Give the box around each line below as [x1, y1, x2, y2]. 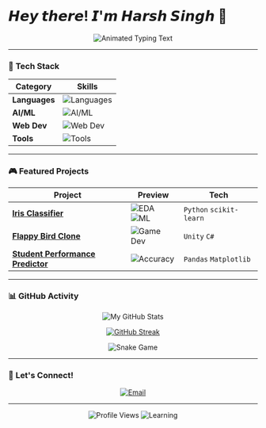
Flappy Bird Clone [12, 230, 81, 241]
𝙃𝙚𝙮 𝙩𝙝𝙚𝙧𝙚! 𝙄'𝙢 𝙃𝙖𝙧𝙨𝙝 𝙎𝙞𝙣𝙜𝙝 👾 [8, 7, 228, 25]
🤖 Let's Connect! [8, 369, 74, 380]
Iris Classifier [12, 208, 64, 219]
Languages [12, 94, 55, 105]
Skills [77, 81, 98, 92]
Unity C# [183, 231, 215, 241]
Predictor [12, 258, 48, 269]
